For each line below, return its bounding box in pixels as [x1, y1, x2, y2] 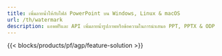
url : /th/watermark [7, 16, 63, 23]
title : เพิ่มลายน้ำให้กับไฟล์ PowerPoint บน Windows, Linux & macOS [7, 10, 181, 17]
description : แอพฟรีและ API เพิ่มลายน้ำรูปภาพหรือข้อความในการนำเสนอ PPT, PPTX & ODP [7, 23, 215, 29]
